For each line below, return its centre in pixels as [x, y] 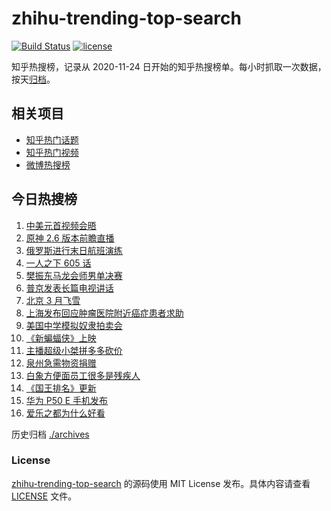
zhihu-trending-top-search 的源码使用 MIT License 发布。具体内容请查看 [161, 483]
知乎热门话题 [52, 139]
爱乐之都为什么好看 [65, 413]
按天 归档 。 [33, 79]
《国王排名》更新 [61, 388]
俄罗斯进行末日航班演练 [74, 250]
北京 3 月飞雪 [53, 300]
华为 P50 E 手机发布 [67, 400]
